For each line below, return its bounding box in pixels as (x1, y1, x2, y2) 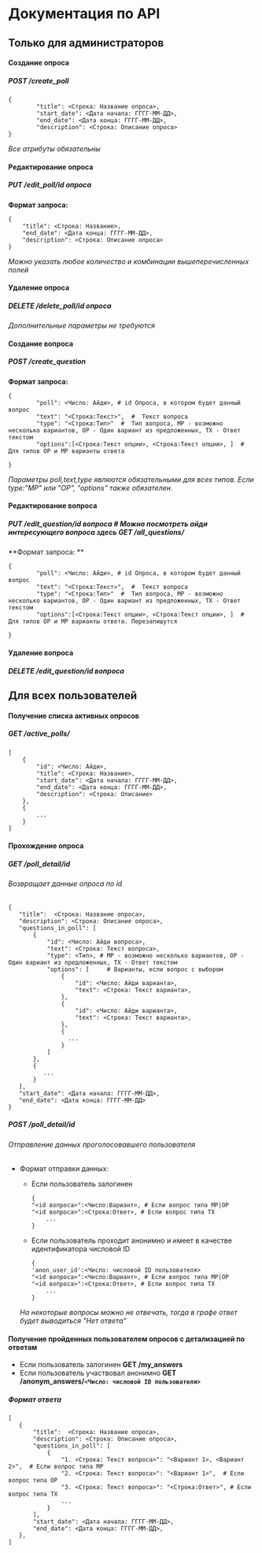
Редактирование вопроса (8, 501, 98, 510)
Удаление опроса (8, 283, 70, 292)
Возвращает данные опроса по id (8, 879, 123, 888)
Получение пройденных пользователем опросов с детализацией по (8, 1334, 245, 1344)
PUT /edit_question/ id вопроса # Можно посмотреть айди (8, 519, 208, 528)
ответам (8, 1342, 38, 1351)
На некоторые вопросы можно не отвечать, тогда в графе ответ (19, 1308, 238, 1318)
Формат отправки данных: (19, 1164, 109, 1173)
